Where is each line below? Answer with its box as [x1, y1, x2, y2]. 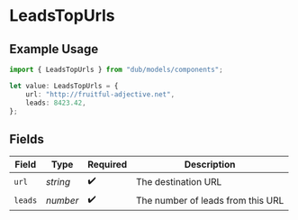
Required [86, 159, 128, 171]
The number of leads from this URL [135, 194, 284, 206]
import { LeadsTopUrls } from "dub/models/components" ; [9, 65, 223, 74]
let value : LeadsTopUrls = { [9, 81, 119, 90]
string [45, 175, 70, 188]
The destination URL [135, 175, 222, 188]
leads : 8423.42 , [25, 98, 87, 107]
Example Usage [9, 41, 99, 57]
